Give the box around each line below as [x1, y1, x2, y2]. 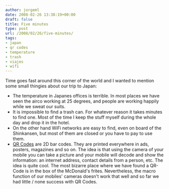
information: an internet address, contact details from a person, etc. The [12, 157, 163, 163]
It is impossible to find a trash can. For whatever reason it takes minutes [12, 109, 163, 115]
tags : [5, 36, 17, 41]
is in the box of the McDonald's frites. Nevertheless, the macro [25, 168, 156, 174]
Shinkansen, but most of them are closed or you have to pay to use [12, 130, 153, 136]
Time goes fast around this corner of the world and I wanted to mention [5, 78, 154, 84]
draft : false [5, 17, 33, 22]
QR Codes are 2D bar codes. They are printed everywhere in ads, [12, 141, 149, 147]
